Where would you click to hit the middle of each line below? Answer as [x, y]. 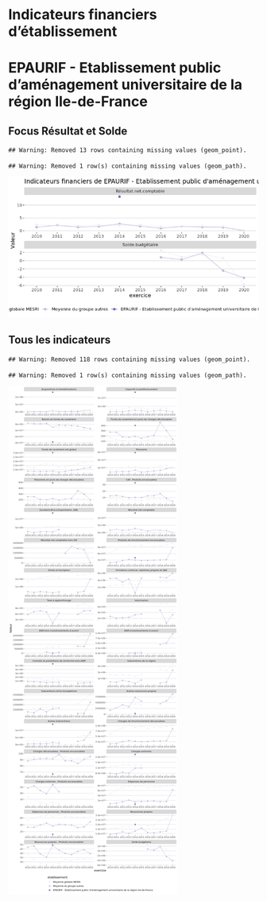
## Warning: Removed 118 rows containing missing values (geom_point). [129, 359]
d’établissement [63, 31]
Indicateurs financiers [83, 15]
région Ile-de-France [78, 102]
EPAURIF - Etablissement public [115, 68]
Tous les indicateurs [60, 340]
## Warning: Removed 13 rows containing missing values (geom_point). [128, 150]
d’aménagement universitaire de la [126, 85]
